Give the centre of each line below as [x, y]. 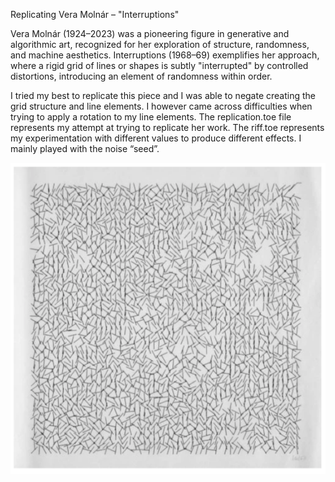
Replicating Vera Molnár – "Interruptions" [95, 14]
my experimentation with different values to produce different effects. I [156, 138]
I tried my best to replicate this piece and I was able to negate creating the [163, 95]
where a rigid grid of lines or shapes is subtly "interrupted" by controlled [159, 65]
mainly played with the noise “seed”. [85, 148]
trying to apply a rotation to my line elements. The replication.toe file [151, 117]
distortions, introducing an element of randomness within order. [141, 76]
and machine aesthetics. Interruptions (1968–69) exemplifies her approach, [165, 55]
